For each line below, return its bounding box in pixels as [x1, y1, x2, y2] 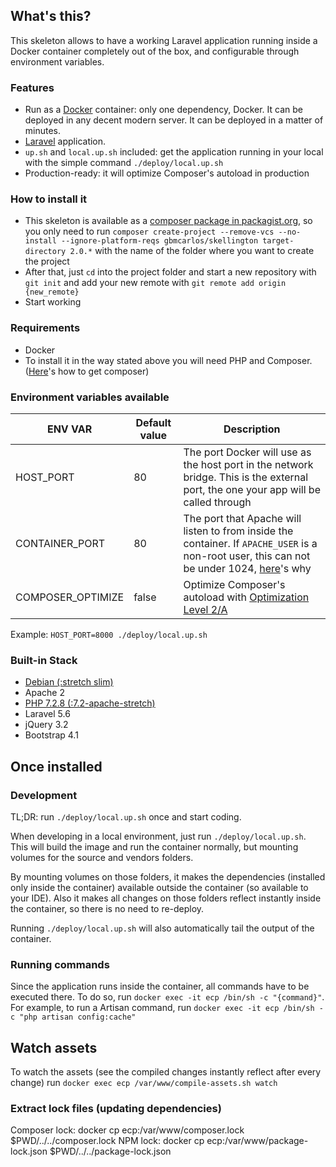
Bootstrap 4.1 [24, 729, 79, 741]
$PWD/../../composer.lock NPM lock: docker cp [10, 1135, 205, 1147]
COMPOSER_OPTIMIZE [15, 590, 125, 604]
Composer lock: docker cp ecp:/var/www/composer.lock [10, 1124, 245, 1136]
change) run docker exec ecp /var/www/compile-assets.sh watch [10, 1077, 278, 1089]
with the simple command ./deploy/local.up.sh [24, 157, 224, 169]
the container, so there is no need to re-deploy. [10, 902, 205, 914]
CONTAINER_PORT [15, 537, 106, 550]
